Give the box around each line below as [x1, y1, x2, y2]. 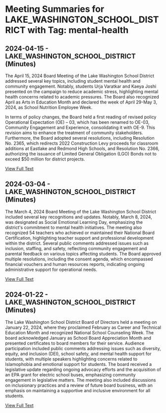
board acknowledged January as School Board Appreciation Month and [5, 335, 152, 341]
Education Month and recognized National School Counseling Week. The [5, 329, 154, 335]
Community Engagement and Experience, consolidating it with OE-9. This [5, 125, 155, 130]
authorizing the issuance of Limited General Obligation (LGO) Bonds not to [5, 151, 157, 156]
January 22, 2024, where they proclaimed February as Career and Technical [5, 324, 162, 330]
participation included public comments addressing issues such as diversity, [5, 345, 161, 351]
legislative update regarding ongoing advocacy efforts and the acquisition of [5, 366, 161, 372]
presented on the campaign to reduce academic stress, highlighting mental [5, 89, 159, 95]
